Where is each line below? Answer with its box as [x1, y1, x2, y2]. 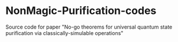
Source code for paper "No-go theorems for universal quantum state [5, 23, 173, 30]
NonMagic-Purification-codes [5, 4, 157, 17]
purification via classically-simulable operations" [5, 29, 124, 36]
